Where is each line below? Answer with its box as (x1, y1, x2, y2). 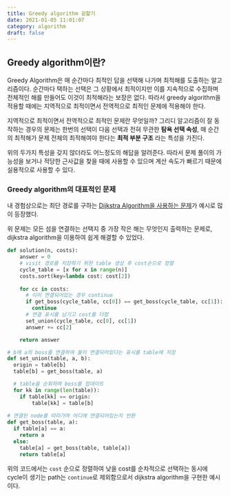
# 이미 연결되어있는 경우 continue (25, 292, 114, 299)
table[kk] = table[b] (32, 400, 94, 406)
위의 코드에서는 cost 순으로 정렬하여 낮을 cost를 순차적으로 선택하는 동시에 (7, 464, 208, 473)
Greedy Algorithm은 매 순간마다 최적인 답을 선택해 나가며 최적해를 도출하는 (7, 76, 210, 85)
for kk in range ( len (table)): (13, 386, 100, 393)
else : (13, 438, 30, 445)
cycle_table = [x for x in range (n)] (19, 266, 128, 273)
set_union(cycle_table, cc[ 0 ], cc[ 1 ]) (25, 318, 137, 324)
